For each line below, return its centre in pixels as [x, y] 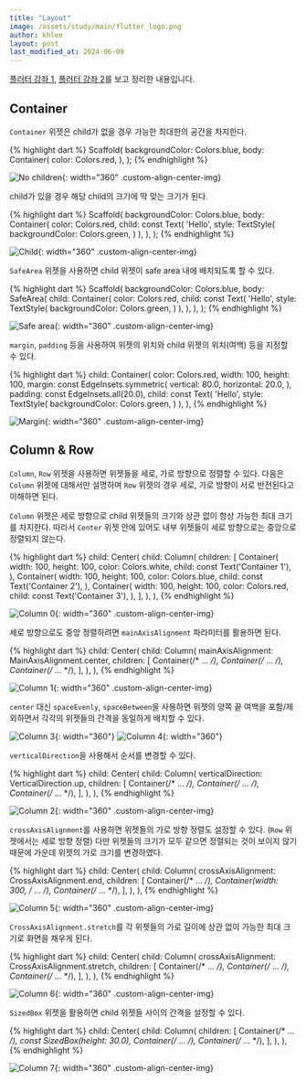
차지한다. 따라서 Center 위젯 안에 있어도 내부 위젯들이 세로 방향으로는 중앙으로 [158, 527]
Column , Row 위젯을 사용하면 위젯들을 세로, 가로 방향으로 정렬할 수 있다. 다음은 [147, 473]
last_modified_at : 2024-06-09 [67, 52]
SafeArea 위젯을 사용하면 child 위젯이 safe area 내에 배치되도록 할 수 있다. [142, 270]
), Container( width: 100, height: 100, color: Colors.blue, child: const [136, 576]
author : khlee [37, 35]
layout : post [34, 43]
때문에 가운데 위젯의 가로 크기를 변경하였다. [86, 852]
